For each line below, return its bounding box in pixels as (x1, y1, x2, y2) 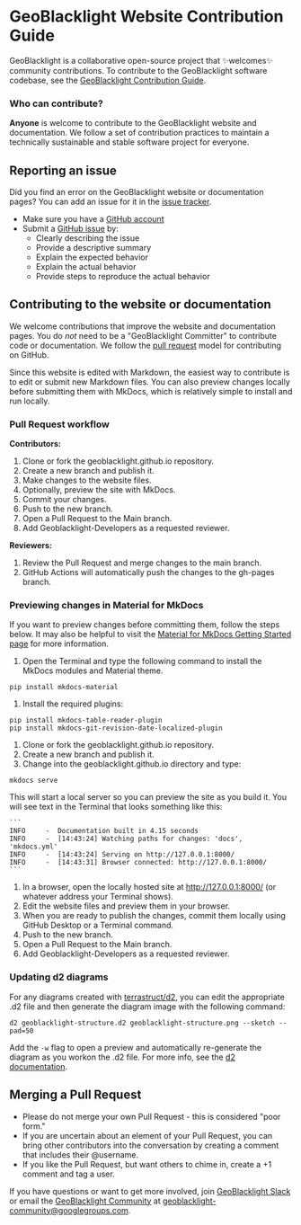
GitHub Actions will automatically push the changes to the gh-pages (22, 567, 275, 578)
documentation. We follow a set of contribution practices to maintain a (9, 128, 270, 138)
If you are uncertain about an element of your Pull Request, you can (22, 1130, 273, 1141)
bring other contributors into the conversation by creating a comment (22, 1140, 279, 1150)
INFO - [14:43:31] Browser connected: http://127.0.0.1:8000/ (9, 858, 268, 867)
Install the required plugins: (22, 698, 124, 709)
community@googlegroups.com (9, 1204, 128, 1215)
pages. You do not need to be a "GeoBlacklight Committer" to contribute (9, 330, 277, 341)
